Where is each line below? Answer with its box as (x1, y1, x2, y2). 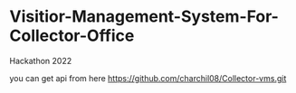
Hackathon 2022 (9, 55, 72, 66)
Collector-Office (9, 25, 135, 46)
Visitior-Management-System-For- (9, 6, 279, 27)
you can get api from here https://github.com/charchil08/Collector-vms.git (9, 72, 287, 83)
